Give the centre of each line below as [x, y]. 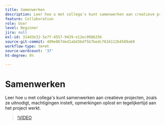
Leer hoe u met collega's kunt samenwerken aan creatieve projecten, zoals [81, 98]
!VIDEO [24, 118]
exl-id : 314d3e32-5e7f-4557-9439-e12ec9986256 [54, 37]
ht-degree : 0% [20, 55]
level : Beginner [22, 28]
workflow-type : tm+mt [27, 46]
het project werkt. [23, 108]
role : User [16, 23]
